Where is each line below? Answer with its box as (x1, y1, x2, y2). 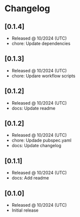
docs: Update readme (11, 105, 56, 111)
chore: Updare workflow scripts (11, 73, 76, 79)
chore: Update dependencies (11, 41, 71, 46)
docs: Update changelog (11, 143, 61, 149)
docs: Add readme (11, 175, 49, 181)
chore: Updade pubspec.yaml (11, 137, 72, 143)
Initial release (11, 207, 39, 213)
